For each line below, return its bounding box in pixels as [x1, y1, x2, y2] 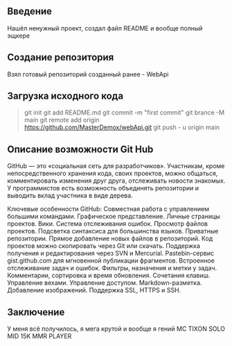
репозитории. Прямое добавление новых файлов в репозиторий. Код [7, 234, 213, 242]
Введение [7, 6, 53, 17]
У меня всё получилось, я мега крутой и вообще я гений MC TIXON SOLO [7, 324, 226, 333]
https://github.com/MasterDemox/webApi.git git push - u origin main [24, 123, 220, 131]
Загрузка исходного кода [7, 90, 123, 102]
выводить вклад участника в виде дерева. [7, 191, 133, 200]
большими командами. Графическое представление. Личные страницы [7, 212, 220, 221]
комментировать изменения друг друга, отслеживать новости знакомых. [7, 176, 226, 185]
